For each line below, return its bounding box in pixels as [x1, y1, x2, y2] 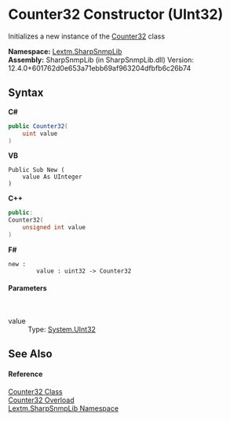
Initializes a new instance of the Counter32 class [8, 31, 166, 41]
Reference [8, 369, 43, 379]
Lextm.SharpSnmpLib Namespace [8, 403, 119, 413]
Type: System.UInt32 [27, 324, 97, 335]
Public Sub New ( [8, 167, 65, 174]
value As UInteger [22, 173, 82, 181]
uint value [22, 130, 58, 137]
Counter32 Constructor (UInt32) [8, 5, 224, 24]
